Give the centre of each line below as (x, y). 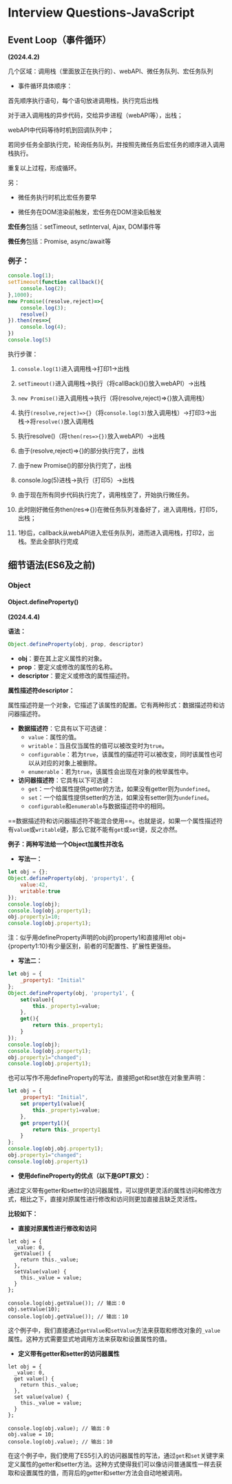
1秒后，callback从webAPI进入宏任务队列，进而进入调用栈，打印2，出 (116, 533)
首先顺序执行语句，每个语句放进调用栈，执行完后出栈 (83, 101)
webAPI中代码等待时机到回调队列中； (61, 130)
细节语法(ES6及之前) (52, 565)
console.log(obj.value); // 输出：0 (59, 1428)
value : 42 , (34, 885)
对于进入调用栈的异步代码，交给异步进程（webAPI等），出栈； (95, 115)
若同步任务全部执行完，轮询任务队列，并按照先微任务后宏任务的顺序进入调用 (116, 144)
